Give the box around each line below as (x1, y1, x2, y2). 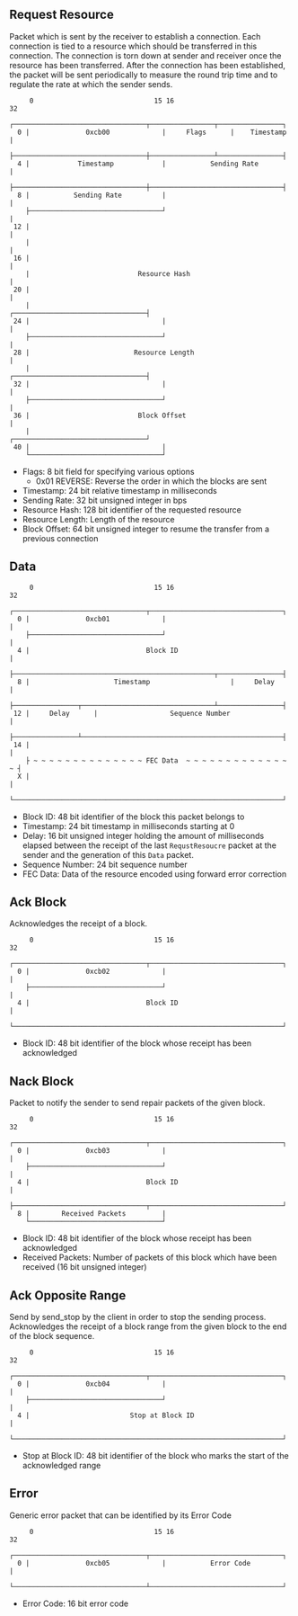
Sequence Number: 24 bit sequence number (22, 859, 188, 870)
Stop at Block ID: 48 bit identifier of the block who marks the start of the (22, 1451, 289, 1461)
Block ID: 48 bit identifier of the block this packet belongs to (22, 811, 245, 822)
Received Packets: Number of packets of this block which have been (22, 1252, 277, 1263)
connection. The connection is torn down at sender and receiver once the (9, 49, 282, 61)
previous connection (22, 532, 99, 543)
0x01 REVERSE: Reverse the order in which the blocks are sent (35, 476, 267, 487)
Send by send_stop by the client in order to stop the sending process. (9, 1312, 267, 1323)
